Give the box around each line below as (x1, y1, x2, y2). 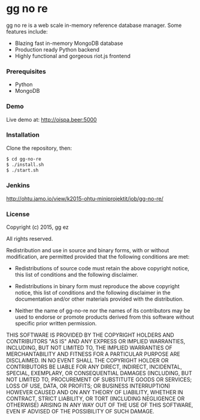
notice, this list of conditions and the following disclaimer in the (14, 289, 171, 297)
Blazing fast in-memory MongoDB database (14, 40, 123, 47)
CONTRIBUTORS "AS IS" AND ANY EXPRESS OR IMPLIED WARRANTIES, (6, 338, 186, 345)
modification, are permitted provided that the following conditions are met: (6, 253, 190, 261)
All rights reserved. (6, 235, 53, 243)
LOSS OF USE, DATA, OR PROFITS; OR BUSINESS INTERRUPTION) (6, 382, 171, 389)
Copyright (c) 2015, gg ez (6, 223, 69, 231)
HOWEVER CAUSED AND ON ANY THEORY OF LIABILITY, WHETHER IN (6, 389, 184, 396)
